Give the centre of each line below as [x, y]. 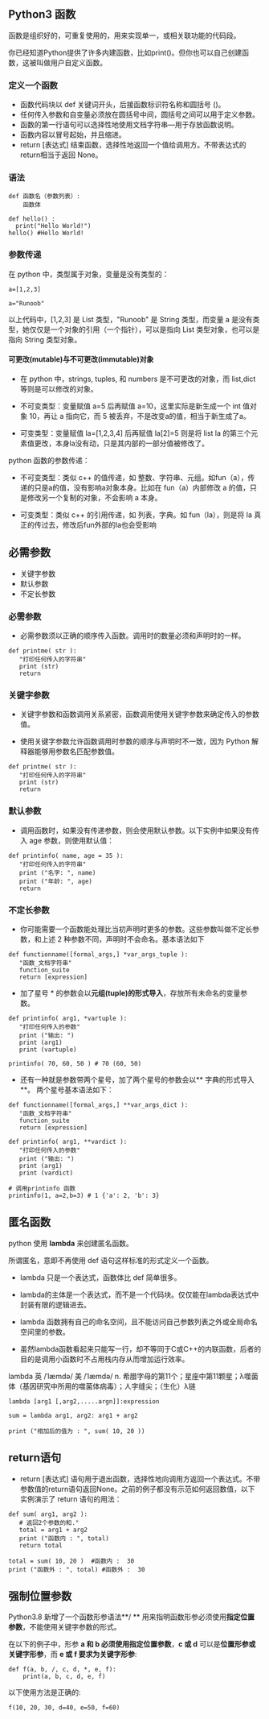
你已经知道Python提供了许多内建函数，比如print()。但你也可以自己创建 [125, 52]
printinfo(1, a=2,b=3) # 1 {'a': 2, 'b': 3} [84, 1195]
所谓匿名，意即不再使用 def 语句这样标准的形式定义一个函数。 [111, 1260]
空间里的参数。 [45, 1332]
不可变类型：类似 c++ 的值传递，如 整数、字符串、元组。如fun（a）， [134, 477]
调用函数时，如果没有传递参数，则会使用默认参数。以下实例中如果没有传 [139, 830]
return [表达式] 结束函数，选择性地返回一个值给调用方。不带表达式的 [133, 145]
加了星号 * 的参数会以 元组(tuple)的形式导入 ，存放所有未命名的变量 [130, 992]
